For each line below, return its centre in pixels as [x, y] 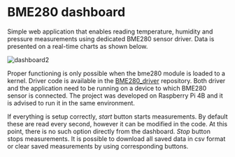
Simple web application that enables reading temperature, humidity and [110, 31]
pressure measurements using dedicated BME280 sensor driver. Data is [111, 38]
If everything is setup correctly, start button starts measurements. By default [118, 117]
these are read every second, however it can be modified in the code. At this [117, 124]
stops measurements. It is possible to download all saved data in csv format [116, 139]
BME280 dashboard [66, 12]
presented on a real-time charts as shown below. [78, 46]
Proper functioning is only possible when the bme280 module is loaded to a [116, 73]
